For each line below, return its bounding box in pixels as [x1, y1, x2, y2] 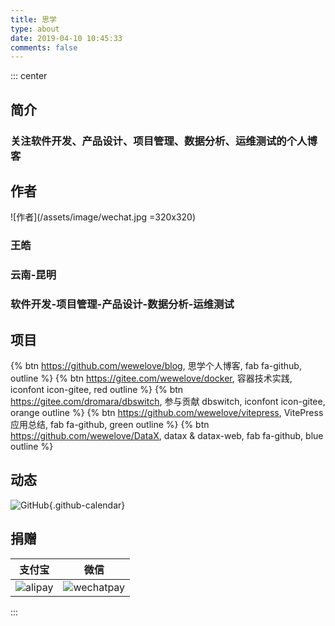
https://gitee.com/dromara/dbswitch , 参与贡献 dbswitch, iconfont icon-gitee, [10, 395, 326, 407]
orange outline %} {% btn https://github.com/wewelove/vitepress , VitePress [10, 406, 324, 418]
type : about [10, 24, 60, 34]
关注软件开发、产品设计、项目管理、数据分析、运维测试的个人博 [10, 134, 318, 148]
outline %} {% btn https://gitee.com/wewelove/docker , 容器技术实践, [10, 372, 293, 384]
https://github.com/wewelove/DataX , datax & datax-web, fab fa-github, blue [10, 429, 324, 441]
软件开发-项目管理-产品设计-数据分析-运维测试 [10, 297, 235, 311]
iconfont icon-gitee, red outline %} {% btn [10, 383, 184, 395]
